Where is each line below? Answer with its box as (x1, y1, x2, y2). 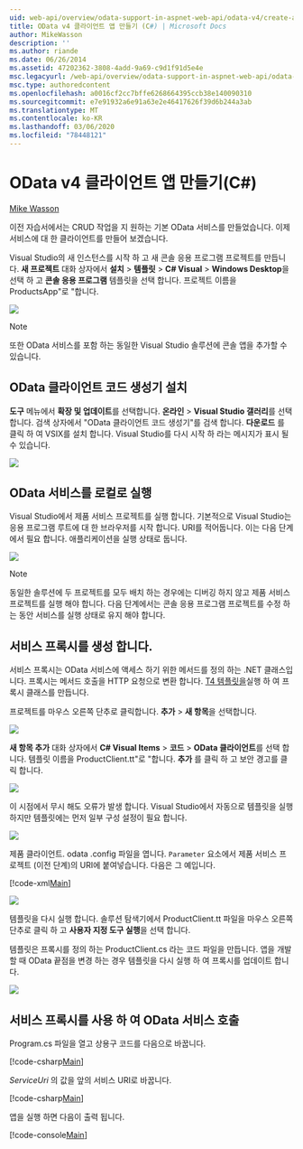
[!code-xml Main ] (9, 878, 71, 889)
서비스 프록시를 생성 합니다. (9, 639, 153, 654)
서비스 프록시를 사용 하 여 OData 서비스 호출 (9, 1013, 240, 1028)
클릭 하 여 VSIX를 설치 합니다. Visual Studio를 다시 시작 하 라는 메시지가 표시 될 (9, 428, 289, 439)
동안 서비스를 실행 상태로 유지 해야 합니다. (18, 610, 166, 621)
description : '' (9, 38, 70, 48)
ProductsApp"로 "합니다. (9, 285, 99, 296)
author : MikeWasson (9, 30, 83, 39)
